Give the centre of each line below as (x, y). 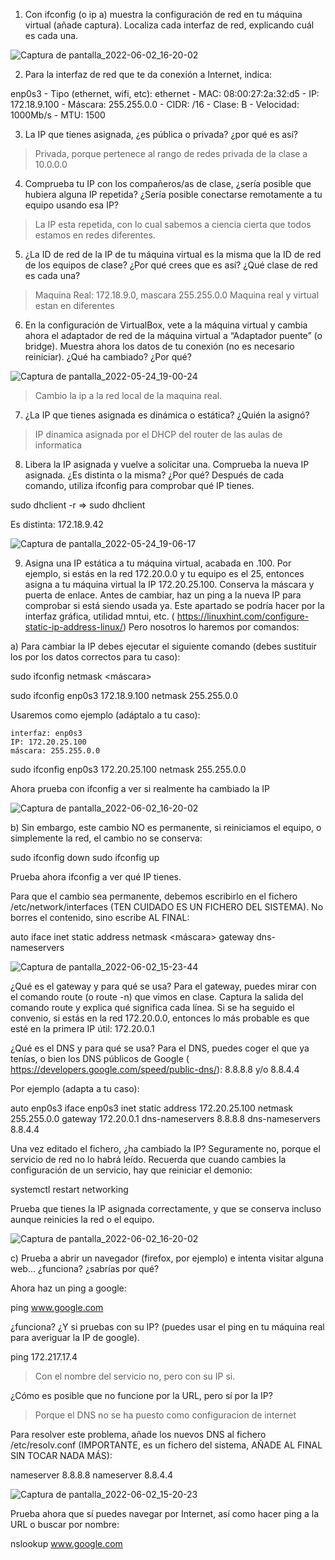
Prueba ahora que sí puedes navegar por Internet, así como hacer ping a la (165, 1513)
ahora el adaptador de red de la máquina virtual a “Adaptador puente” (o (173, 335)
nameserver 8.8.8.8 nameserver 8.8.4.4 (92, 1475)
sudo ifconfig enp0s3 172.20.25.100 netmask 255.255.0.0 (128, 769)
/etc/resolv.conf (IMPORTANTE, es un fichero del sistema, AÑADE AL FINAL (166, 1445)
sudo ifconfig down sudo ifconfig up (85, 857)
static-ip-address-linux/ (73, 627)
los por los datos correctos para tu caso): (95, 657)
